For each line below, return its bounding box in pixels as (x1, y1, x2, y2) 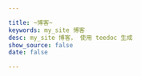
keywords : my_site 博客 (8, 26, 86, 34)
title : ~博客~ (8, 18, 54, 26)
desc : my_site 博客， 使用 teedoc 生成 (8, 34, 133, 42)
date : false (8, 49, 48, 57)
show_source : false (8, 41, 74, 49)
